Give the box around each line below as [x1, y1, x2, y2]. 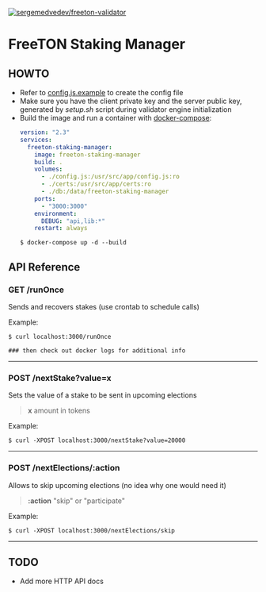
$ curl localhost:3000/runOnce [8, 333, 112, 340]
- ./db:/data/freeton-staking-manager [40, 187, 169, 195]
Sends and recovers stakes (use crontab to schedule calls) [8, 302, 200, 311]
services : [19, 136, 53, 144]
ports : [34, 194, 56, 202]
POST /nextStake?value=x [8, 372, 112, 383]
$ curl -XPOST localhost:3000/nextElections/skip [8, 526, 176, 535]
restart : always [34, 225, 88, 233]
